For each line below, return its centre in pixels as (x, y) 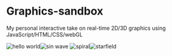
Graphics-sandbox (55, 11)
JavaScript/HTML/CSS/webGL (45, 34)
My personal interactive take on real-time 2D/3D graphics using (86, 28)
